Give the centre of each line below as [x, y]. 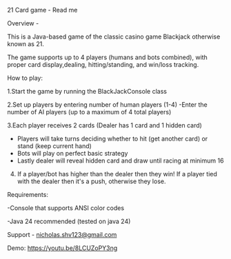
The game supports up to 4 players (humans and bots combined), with [108, 57]
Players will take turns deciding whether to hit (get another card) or [112, 138]
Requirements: [28, 195]
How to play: [25, 78]
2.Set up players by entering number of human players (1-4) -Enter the [108, 105]
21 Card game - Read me [42, 10]
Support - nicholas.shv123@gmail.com [62, 235]
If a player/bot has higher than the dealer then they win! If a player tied [117, 174]
